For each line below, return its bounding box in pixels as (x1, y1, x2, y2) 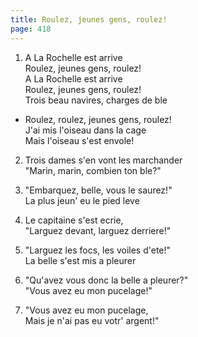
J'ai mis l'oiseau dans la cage (24, 124, 147, 136)
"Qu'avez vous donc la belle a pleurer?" (24, 274, 189, 286)
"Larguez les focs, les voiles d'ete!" (24, 244, 172, 256)
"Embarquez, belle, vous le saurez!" (24, 184, 173, 196)
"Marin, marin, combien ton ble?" (24, 164, 162, 176)
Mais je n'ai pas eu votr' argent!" (24, 314, 160, 326)
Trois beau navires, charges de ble (24, 94, 168, 106)
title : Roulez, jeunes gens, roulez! (10, 14, 168, 25)
